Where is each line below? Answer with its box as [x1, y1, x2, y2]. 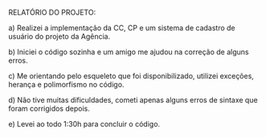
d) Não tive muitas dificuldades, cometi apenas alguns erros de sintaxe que [8, 95, 259, 104]
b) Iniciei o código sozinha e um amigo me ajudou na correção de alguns [8, 47, 249, 56]
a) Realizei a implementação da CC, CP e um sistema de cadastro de [8, 23, 235, 32]
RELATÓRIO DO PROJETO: [8, 8, 96, 17]
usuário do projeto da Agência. [8, 32, 111, 41]
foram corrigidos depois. [8, 104, 90, 113]
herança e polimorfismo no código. [8, 80, 125, 89]
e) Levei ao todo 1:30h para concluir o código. [8, 119, 161, 128]
